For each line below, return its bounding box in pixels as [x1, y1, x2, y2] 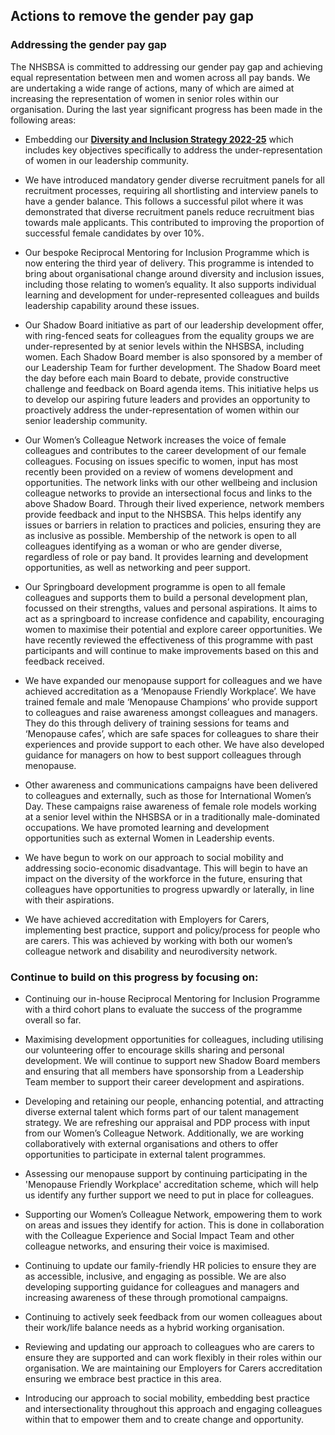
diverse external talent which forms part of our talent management [24, 1105, 300, 1118]
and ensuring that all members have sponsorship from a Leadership [24, 1065, 305, 1077]
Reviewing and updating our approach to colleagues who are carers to [24, 1340, 315, 1353]
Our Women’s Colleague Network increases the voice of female [24, 434, 287, 446]
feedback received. [24, 655, 105, 667]
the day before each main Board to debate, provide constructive [24, 372, 290, 384]
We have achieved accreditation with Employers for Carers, [24, 913, 270, 925]
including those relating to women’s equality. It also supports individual [24, 278, 317, 290]
